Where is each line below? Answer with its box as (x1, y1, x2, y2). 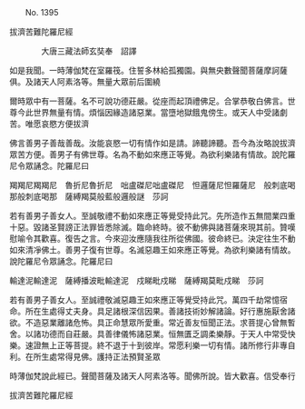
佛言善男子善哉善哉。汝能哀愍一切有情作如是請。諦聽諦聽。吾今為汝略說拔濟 (9, 138, 296, 148)
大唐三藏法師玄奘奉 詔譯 (40, 45, 137, 56)
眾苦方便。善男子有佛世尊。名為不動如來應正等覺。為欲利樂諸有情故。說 (9, 149, 280, 160)
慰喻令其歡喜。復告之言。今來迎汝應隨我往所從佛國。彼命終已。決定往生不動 (9, 234, 296, 244)
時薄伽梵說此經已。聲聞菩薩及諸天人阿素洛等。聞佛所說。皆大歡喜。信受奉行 (9, 371, 296, 381)
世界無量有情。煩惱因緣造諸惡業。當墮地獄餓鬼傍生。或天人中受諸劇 (33, 107, 288, 117)
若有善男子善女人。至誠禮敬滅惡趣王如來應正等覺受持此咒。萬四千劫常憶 (9, 294, 280, 305)
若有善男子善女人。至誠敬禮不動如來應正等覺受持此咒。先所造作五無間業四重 (9, 211, 296, 221)
